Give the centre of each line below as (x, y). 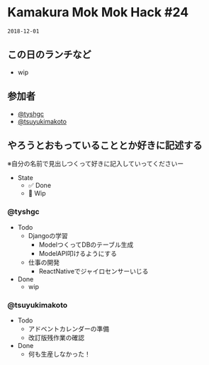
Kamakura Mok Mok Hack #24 (98, 12)
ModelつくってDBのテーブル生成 (86, 245)
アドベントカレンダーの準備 (69, 328)
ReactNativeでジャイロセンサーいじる (94, 271)
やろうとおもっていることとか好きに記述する (105, 145)
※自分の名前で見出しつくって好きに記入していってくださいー (96, 164)
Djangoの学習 (48, 235)
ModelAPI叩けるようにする (78, 253)
